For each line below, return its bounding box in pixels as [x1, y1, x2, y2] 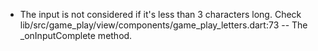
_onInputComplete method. [19, 30, 133, 41]
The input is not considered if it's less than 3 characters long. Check [19, 9, 302, 20]
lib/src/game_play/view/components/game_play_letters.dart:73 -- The [19, 19, 308, 31]
